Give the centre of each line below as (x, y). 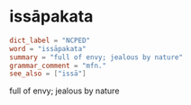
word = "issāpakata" (48, 48)
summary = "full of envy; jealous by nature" (96, 57)
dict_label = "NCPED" (50, 40)
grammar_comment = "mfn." (58, 66)
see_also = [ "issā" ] (48, 74)
